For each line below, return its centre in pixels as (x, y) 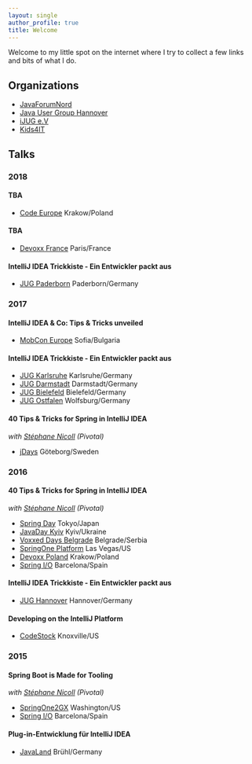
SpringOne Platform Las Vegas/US (75, 548)
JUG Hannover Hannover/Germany (76, 600)
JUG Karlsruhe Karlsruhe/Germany (76, 376)
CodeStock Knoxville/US (59, 636)
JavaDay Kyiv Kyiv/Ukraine (63, 531)
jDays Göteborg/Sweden (59, 451)
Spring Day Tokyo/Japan (59, 523)
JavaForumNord (46, 105)
